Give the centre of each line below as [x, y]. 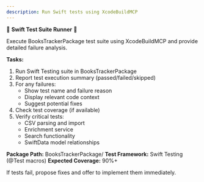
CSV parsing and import [55, 123]
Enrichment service [49, 129]
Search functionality [49, 136]
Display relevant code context [62, 97]
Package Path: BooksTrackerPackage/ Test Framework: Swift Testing [95, 154]
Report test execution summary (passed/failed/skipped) [85, 77]
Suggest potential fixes [53, 103]
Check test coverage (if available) [57, 110]
